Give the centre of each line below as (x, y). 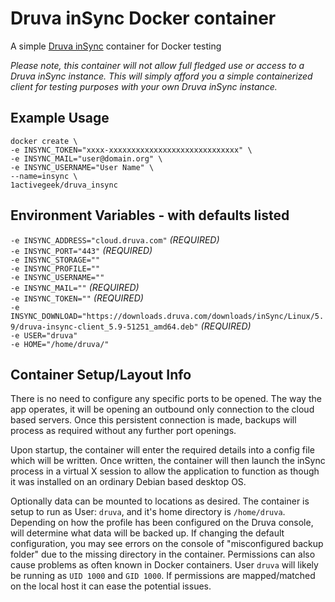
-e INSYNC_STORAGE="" (55, 260)
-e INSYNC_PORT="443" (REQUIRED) (81, 250)
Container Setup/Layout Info (101, 374)
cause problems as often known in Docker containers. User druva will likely (164, 565)
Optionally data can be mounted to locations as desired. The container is (160, 501)
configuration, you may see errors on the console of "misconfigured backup (167, 544)
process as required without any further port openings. (123, 431)
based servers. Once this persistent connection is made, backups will (153, 420)
